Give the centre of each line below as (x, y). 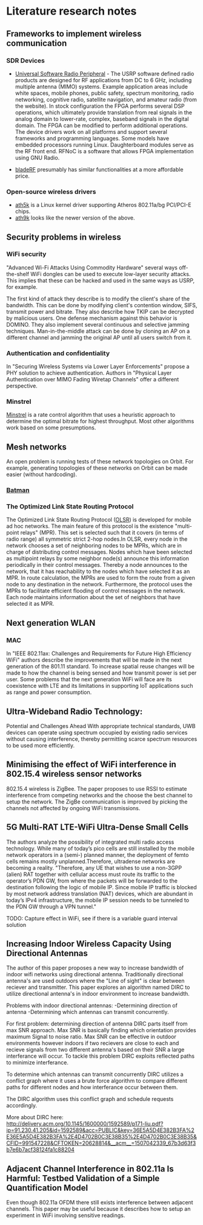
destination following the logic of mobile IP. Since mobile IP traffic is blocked (101, 887)
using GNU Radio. (37, 158)
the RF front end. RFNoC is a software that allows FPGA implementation (104, 151)
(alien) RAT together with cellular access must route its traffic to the (91, 874)
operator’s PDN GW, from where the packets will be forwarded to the (92, 881)
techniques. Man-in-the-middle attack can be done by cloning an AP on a (98, 331)
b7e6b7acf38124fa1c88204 (40, 1150)
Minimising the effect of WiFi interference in (92, 765)
